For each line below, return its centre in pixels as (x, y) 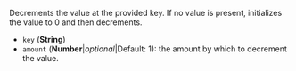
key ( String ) (44, 39)
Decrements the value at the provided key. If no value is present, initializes (146, 13)
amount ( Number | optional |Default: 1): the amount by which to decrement (155, 49)
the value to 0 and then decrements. (76, 22)
